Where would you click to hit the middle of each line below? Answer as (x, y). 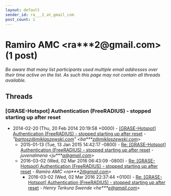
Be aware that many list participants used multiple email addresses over (82, 70)
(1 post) (21, 55)
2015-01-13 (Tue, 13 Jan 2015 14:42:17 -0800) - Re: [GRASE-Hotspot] (93, 145)
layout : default (22, 10)
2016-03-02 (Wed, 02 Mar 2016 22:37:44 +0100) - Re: (85, 177)
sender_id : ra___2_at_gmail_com (40, 15)
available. (16, 80)
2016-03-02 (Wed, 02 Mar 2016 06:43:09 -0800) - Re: (78, 161)
